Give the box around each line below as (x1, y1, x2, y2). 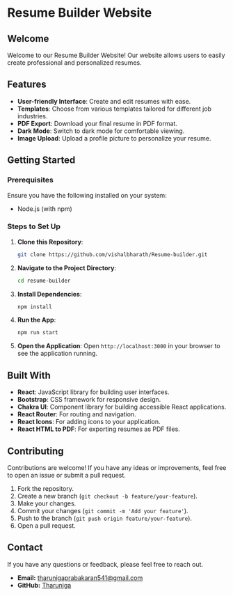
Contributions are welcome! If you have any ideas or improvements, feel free (7, 463, 227, 471)
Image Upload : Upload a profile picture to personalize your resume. (17, 134, 211, 142)
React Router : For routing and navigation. (17, 410, 137, 418)
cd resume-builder (17, 277, 71, 284)
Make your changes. (17, 499, 77, 508)
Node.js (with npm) (17, 204, 73, 213)
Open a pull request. (17, 521, 77, 530)
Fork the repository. (17, 484, 74, 492)
